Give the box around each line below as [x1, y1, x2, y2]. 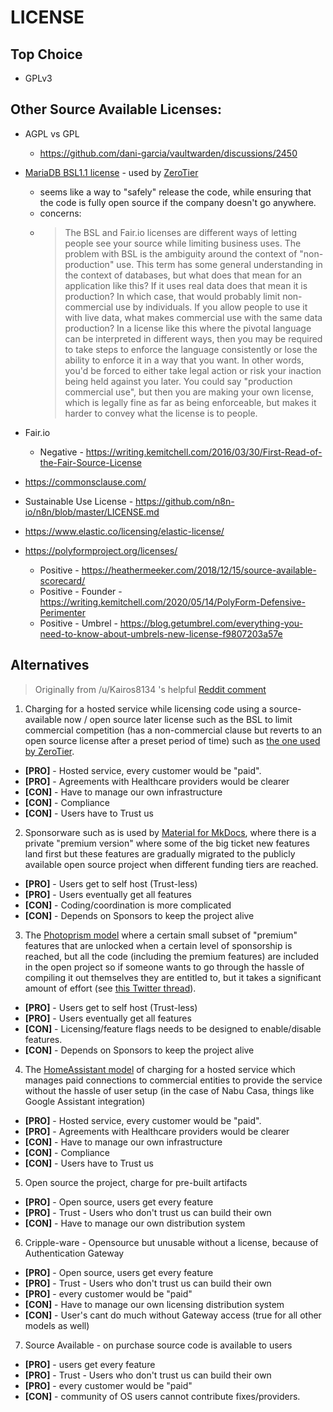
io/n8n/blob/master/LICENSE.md [24, 506, 160, 518]
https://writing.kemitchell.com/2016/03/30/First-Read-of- [85, 446, 323, 458]
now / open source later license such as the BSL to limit [63, 713, 293, 725]
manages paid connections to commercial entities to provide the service [24, 1074, 323, 1086]
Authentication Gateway [24, 1247, 125, 1259]
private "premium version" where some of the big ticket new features [24, 837, 310, 849]
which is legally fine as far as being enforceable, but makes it [64, 396, 317, 408]
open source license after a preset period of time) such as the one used [24, 734, 321, 746]
